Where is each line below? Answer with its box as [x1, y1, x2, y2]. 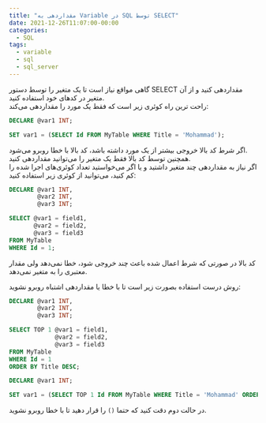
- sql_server [16, 63, 59, 71]
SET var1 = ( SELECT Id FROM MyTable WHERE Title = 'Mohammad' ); [9, 131, 225, 139]
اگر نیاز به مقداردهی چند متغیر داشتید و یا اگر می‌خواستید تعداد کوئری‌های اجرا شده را [9, 162, 257, 171]
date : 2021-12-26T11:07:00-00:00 [9, 19, 119, 27]
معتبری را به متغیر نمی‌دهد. [9, 266, 88, 276]
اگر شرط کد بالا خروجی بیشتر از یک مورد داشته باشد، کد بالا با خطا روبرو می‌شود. [9, 145, 248, 155]
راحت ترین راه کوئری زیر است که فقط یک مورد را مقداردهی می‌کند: [9, 101, 209, 110]
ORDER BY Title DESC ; [9, 362, 81, 371]
